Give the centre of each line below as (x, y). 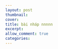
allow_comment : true (27, 34)
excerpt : (14, 29)
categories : (18, 39)
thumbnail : (17, 15)
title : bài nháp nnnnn (29, 24)
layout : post (19, 10)
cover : (12, 19)
